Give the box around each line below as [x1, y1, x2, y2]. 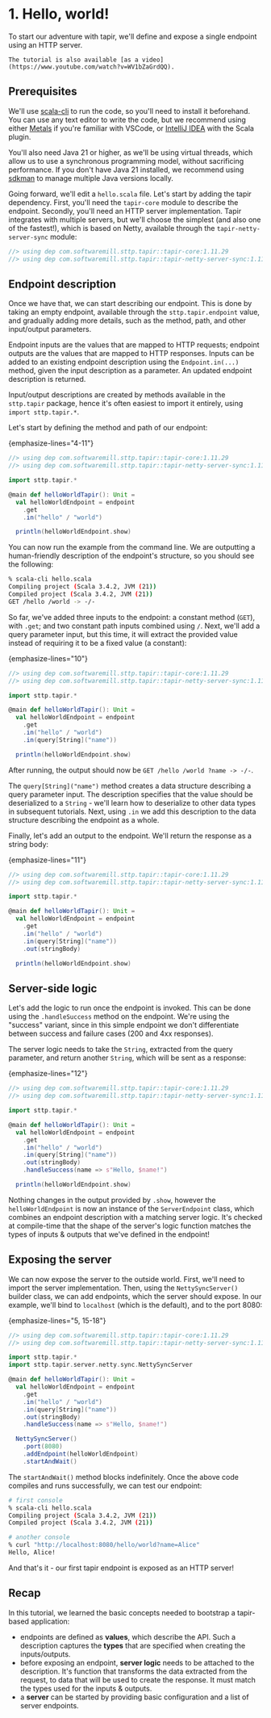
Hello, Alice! [8, 1548, 56, 1557]
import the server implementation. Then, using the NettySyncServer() [8, 1283, 239, 1293]
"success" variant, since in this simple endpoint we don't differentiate [8, 1020, 240, 1030]
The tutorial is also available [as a [8, 56, 139, 64]
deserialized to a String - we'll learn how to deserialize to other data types [8, 798, 256, 807]
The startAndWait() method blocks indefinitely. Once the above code [8, 1472, 240, 1481]
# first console [8, 1496, 63, 1504]
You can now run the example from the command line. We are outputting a [8, 543, 256, 552]
